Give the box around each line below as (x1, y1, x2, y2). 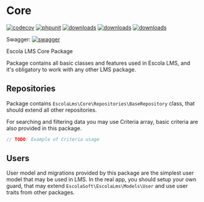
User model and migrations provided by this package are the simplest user (6, 169, 194, 177)
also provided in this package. (6, 124, 82, 132)
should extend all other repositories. (6, 106, 97, 114)
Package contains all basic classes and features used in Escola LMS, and (6, 59, 191, 67)
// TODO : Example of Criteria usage (6, 136, 100, 142)
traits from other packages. (6, 189, 75, 196)
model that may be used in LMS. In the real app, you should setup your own (6, 176, 197, 183)
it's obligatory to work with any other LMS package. (6, 65, 136, 73)
